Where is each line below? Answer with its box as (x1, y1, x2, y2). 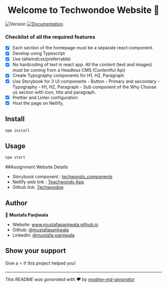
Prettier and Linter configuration (12, 94, 78, 100)
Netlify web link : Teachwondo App (12, 179, 84, 185)
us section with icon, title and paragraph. (12, 89, 96, 95)
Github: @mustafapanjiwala (12, 227, 69, 233)
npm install (5, 128, 30, 133)
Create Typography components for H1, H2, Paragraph (12, 72, 124, 79)
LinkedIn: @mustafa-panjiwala (12, 232, 75, 238)
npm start (5, 155, 26, 160)
